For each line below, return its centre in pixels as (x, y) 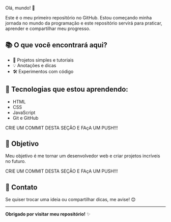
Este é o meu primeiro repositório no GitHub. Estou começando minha (79, 18)
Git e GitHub (25, 118)
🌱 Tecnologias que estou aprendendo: (67, 89)
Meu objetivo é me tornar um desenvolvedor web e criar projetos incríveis (83, 156)
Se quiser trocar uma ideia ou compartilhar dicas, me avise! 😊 (70, 200)
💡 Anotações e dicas (34, 65)
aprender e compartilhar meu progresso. (48, 29)
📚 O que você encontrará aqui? (56, 45)
